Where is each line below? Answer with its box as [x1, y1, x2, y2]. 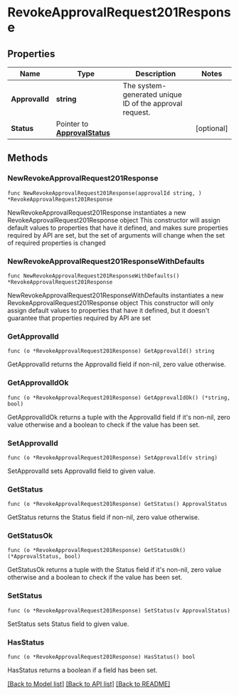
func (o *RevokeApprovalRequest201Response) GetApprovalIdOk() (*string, [7, 394, 231, 401]
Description [135, 69, 176, 78]
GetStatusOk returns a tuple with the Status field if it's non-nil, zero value [7, 566, 222, 574]
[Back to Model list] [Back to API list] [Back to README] [7, 680, 171, 689]
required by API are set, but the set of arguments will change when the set [7, 230, 225, 239]
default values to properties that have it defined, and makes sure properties [7, 223, 229, 232]
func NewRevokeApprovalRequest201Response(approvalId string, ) [7, 189, 202, 196]
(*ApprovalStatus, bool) [7, 553, 81, 561]
